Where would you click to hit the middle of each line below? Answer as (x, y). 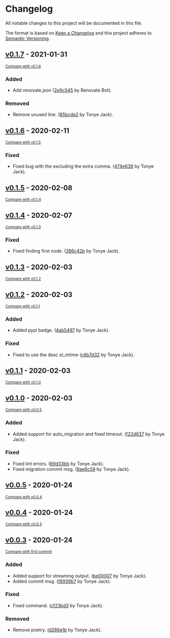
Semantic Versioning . (28, 38)
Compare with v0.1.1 (22, 306)
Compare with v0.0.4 (24, 497)
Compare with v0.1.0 (23, 382)
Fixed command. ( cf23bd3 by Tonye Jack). (58, 605)
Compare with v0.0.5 (23, 410)
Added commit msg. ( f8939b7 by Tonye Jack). (62, 581)
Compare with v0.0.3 (24, 525)
